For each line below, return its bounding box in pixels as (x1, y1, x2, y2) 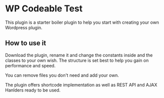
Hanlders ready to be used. (5, 87, 61, 93)
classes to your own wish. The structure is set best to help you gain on (5, 57, 149, 63)
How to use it (5, 39, 46, 48)
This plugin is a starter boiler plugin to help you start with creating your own (5, 19, 159, 25)
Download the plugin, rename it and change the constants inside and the (5, 52, 153, 58)
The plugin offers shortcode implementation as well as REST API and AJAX (5, 82, 158, 88)
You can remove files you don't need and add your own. (5, 72, 120, 78)
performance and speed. (5, 62, 56, 68)
